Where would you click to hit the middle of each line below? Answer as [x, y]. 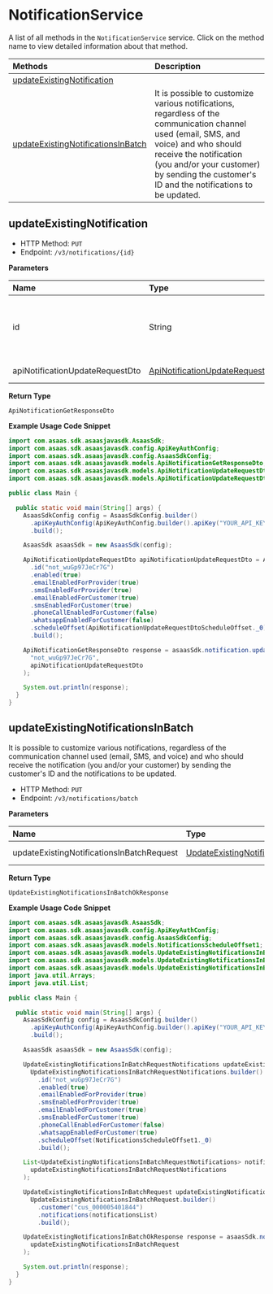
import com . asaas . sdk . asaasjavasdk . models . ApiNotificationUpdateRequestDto [139, 471]
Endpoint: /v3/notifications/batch [79, 798]
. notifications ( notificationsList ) [98, 1215]
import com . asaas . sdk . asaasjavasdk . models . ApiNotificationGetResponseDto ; [138, 464]
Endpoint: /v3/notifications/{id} [77, 252]
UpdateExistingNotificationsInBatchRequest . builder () [123, 1200]
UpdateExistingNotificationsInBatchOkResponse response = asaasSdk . [141, 1237]
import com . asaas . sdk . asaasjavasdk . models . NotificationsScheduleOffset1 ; [136, 945]
